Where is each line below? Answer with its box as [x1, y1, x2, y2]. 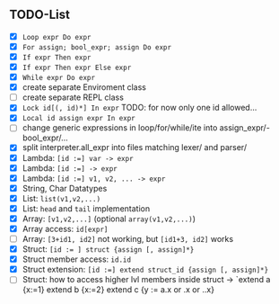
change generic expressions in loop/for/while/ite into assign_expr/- [22, 122, 271, 133]
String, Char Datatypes [22, 183, 108, 193]
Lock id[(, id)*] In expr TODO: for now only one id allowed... [22, 103, 257, 113]
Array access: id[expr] [22, 223, 109, 234]
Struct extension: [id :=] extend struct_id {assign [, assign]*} [22, 264, 269, 275]
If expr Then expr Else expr [22, 63, 132, 72]
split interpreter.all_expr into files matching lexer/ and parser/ [22, 142, 248, 153]
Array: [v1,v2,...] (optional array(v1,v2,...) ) [22, 213, 196, 224]
